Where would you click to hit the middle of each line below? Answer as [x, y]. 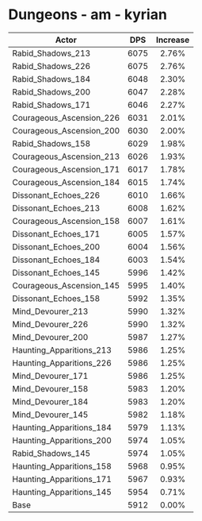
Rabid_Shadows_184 [51, 79]
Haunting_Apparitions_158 [62, 466]
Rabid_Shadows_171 [51, 105]
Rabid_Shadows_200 [51, 91]
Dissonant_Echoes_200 [56, 246]
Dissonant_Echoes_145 [56, 272]
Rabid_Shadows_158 [51, 143]
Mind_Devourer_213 [50, 311]
